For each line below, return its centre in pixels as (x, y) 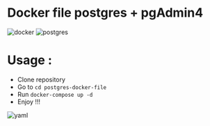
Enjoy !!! (29, 102)
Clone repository (41, 79)
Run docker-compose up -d (55, 94)
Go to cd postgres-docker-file (62, 87)
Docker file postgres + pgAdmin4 (105, 13)
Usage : (30, 60)
